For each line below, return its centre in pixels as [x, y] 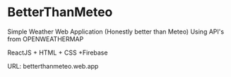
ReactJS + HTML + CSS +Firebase [58, 52]
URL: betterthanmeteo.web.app [53, 66]
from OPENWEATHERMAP [46, 38]
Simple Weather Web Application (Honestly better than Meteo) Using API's [116, 31]
